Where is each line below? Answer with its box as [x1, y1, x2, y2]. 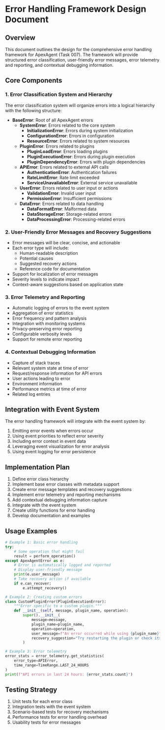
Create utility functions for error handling [12, 507, 95, 513]
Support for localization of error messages [12, 271, 98, 277]
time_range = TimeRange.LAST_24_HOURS [14, 663, 89, 668]
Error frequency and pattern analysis [12, 316, 87, 321]
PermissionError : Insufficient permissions [27, 195, 112, 201]
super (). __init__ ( [23, 613, 60, 618]
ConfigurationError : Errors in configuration [27, 133, 114, 139]
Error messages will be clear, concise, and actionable [12, 239, 120, 245]
